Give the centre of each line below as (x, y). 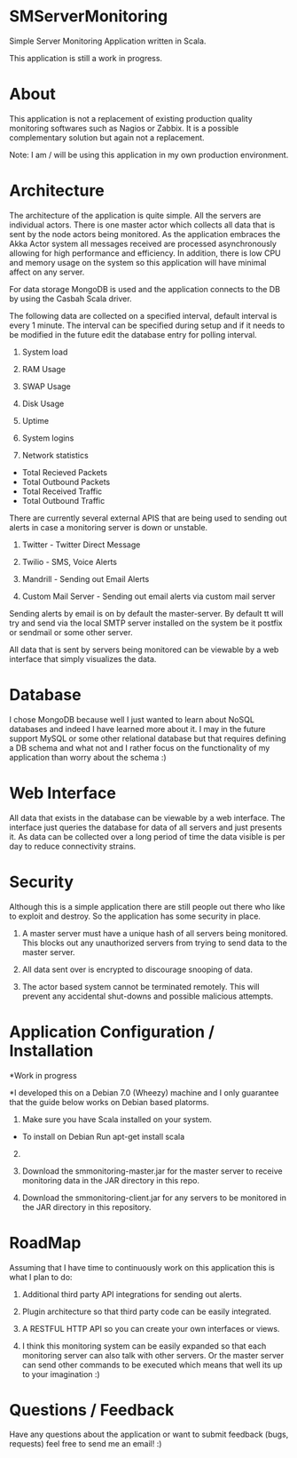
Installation (51, 1051)
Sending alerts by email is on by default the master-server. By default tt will (146, 613)
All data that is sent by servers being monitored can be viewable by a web (144, 649)
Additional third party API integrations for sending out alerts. (132, 1294)
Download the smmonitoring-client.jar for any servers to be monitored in (154, 1198)
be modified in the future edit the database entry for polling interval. (133, 334)
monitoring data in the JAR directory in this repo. (110, 1180)
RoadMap (45, 1243)
